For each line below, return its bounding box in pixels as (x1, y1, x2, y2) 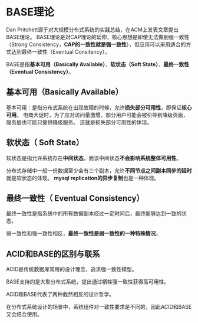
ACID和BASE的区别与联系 (6, 249, 100, 259)
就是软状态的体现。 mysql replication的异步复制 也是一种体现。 (6, 174, 160, 181)
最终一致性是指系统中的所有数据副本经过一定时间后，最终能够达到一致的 (6, 210, 181, 217)
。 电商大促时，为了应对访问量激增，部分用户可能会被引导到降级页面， (16, 111, 189, 118)
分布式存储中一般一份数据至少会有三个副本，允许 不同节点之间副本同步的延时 (6, 167, 192, 174)
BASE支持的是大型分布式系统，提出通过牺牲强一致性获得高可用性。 (6, 278, 170, 285)
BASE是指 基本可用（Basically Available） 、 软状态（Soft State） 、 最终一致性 (6, 60, 190, 68)
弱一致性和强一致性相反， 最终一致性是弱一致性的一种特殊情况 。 (6, 230, 161, 237)
